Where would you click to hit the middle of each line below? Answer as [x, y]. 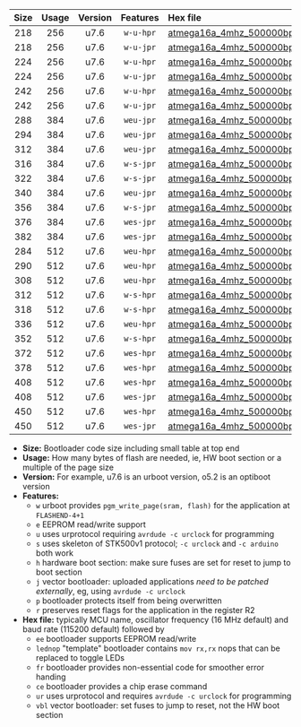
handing [51, 677]
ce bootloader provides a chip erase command [121, 686]
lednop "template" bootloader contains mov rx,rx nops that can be [158, 648]
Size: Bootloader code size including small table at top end [131, 448]
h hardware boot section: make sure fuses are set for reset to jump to [163, 563]
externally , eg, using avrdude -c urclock [111, 591]
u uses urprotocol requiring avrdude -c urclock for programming [155, 534]
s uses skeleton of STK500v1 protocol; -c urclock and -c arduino [157, 543]
